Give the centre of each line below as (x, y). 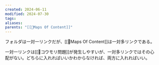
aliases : (14, 23)
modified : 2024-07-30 (27, 14)
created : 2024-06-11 (26, 9)
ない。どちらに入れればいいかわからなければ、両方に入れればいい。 (81, 58)
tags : (10, 18)
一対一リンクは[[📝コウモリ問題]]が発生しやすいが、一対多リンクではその (78, 52)
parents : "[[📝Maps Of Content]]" (39, 27)
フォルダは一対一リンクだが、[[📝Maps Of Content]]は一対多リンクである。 (80, 42)
